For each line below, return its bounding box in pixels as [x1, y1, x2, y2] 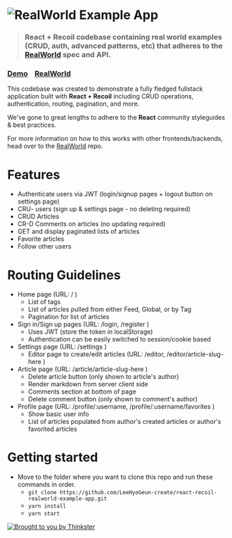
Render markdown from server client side [27, 380, 149, 389]
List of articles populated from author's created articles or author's [27, 418, 221, 426]
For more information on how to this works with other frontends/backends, [7, 134, 224, 143]
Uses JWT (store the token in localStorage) [27, 327, 153, 336]
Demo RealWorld [7, 69, 72, 79]
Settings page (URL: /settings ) [17, 342, 107, 351]
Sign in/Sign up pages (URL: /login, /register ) [17, 320, 150, 329]
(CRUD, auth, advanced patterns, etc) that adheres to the [24, 41, 223, 51]
